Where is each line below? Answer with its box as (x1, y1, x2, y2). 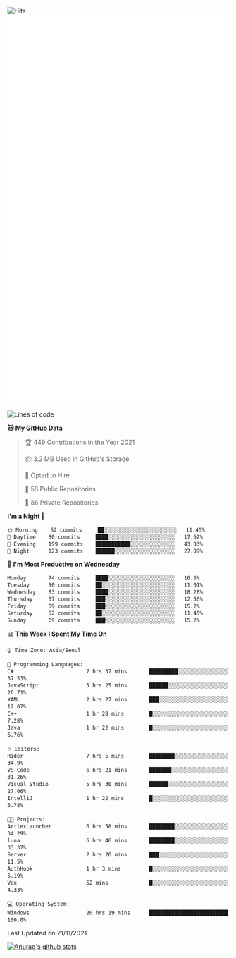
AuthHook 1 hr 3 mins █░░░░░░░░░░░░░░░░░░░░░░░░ (7, 866, 229, 873)
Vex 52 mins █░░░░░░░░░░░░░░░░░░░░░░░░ (7, 880, 229, 887)
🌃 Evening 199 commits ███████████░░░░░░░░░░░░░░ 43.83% (7, 541, 203, 548)
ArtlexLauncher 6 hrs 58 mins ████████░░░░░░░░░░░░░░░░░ (7, 823, 229, 830)
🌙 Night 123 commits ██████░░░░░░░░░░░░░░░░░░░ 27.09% (7, 548, 203, 555)
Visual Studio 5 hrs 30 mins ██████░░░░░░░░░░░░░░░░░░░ (7, 781, 229, 788)
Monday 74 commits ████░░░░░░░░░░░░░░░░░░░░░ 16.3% (7, 575, 200, 582)
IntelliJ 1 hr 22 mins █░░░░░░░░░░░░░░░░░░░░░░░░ (7, 795, 229, 802)
